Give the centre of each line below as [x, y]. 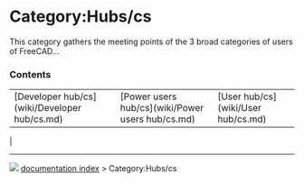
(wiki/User [239, 108]
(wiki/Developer [47, 108]
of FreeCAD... [34, 50]
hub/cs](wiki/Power [162, 108]
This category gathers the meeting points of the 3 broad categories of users [152, 41]
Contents [30, 74]
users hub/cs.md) [158, 119]
